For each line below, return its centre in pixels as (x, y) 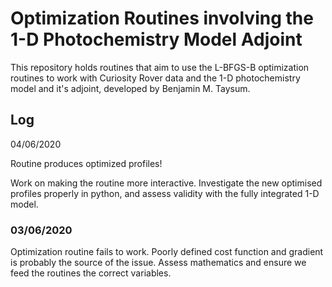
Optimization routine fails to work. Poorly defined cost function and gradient (167, 252)
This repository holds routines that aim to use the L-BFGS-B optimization (160, 67)
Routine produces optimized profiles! (86, 163)
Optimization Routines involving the (162, 18)
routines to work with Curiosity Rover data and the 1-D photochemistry (155, 78)
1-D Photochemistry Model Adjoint (156, 39)
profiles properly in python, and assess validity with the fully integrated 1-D (165, 193)
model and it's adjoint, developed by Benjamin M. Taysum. (130, 88)
